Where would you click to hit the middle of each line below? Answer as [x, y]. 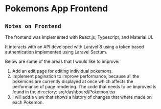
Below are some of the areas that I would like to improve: [62, 61]
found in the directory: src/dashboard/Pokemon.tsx [64, 92]
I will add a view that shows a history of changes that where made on [82, 97]
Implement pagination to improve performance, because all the [76, 76]
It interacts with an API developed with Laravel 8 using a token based [75, 47]
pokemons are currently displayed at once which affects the [73, 81]
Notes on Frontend [33, 26]
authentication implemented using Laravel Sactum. [56, 52]
